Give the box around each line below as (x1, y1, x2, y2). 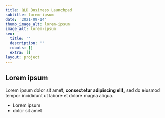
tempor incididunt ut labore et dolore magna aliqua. (5, 93, 114, 99)
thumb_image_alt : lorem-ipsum (5, 21, 70, 27)
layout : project (5, 54, 40, 60)
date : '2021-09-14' (5, 17, 47, 22)
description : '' (10, 41, 45, 46)
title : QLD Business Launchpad (5, 7, 72, 13)
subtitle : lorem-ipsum (5, 12, 54, 17)
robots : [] (10, 45, 33, 50)
